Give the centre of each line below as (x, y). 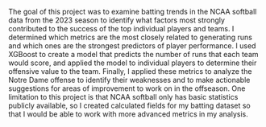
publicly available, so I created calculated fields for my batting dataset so (130, 105)
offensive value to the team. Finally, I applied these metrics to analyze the (130, 71)
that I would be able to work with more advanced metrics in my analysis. (128, 114)
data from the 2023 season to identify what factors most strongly (117, 20)
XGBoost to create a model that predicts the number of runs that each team (134, 54)
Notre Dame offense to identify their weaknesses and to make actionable (129, 80)
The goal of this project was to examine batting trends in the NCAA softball (133, 12)
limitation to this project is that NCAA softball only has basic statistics (123, 97)
